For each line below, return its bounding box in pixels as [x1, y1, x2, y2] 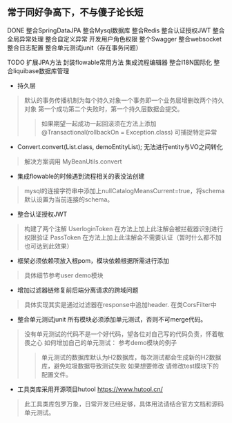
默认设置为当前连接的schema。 [23, 195, 114, 204]
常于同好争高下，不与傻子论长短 [7, 6, 144, 19]
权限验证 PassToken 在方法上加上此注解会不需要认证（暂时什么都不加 [23, 233, 222, 242]
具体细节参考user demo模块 [23, 271, 104, 279]
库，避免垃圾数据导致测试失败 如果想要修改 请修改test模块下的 [41, 362, 220, 370]
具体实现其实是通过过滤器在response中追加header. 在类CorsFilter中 [23, 300, 217, 308]
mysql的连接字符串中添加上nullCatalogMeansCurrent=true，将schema [23, 186, 225, 195]
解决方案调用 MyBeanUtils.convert [23, 157, 122, 166]
